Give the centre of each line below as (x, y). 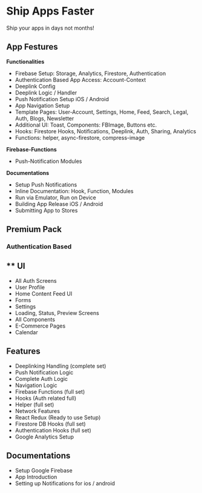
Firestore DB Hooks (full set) (50, 424)
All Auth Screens (36, 280)
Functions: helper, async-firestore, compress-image (80, 137)
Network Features (37, 411)
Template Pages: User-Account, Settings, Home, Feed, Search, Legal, (102, 112)
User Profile (30, 287)
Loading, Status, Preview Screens (57, 313)
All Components (35, 319)
